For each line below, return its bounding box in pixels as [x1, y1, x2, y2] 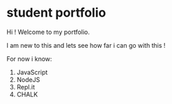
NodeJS [16, 75, 40, 84]
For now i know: [6, 54, 53, 63]
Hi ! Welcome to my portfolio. [6, 28, 90, 36]
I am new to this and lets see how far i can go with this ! [6, 41, 166, 49]
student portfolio [6, 5, 107, 21]
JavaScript [16, 68, 48, 76]
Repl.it [16, 83, 36, 91]
